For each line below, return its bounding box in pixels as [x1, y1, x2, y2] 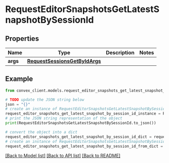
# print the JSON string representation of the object [5, 116, 123, 121]
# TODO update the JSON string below [5, 97, 84, 102]
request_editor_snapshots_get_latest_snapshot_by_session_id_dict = [5, 134, 152, 139]
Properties [5, 34, 39, 43]
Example [5, 74, 33, 84]
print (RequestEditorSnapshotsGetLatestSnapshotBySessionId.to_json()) [5, 121, 156, 126]
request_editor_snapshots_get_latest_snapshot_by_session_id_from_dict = [5, 143, 163, 149]
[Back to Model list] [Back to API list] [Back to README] [5, 152, 121, 159]
